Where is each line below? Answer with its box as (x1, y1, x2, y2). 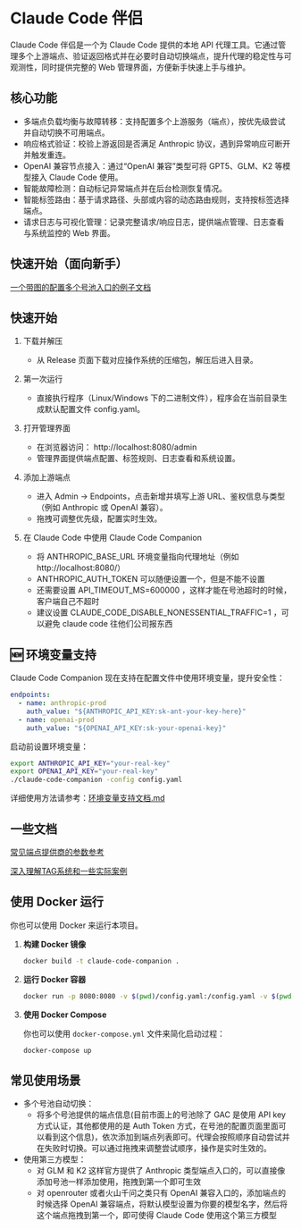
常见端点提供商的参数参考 (10, 846, 105, 857)
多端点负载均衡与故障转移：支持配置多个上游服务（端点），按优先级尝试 (22, 115, 286, 126)
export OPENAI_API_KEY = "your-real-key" (10, 767, 159, 776)
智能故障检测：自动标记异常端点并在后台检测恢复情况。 (22, 182, 227, 193)
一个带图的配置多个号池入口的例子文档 (10, 282, 151, 292)
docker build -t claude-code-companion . (22, 956, 180, 965)
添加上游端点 (22, 472, 71, 483)
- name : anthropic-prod (18, 699, 106, 708)
